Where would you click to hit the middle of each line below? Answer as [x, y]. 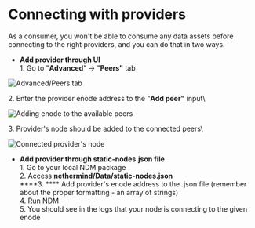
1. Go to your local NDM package [73, 167]
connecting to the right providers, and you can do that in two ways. [117, 44]
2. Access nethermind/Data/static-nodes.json [96, 176]
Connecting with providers [97, 14]
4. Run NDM [39, 201]
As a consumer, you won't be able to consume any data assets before [121, 36]
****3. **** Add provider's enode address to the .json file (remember [133, 184]
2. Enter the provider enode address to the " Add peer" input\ [107, 98]
